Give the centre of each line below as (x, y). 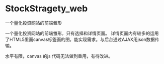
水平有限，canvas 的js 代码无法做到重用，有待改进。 (59, 56)
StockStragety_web (46, 9)
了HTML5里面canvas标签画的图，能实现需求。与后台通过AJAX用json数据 (80, 39)
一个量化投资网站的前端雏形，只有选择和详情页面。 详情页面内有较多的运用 (82, 33)
